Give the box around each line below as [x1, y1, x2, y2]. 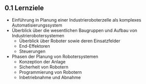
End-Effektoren [19, 43, 50, 49]
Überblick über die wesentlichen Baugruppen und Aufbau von [11, 27, 138, 33]
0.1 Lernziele [4, 4, 44, 12]
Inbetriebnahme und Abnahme [19, 74, 81, 80]
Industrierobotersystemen [11, 32, 64, 38]
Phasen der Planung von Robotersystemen [11, 54, 99, 59]
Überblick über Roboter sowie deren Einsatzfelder [19, 38, 120, 44]
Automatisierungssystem [11, 22, 62, 28]
